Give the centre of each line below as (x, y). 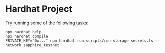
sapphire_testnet (41, 45)
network (13, 45)
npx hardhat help (23, 32)
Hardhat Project (39, 9)
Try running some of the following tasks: (47, 23)
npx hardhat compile (27, 36)
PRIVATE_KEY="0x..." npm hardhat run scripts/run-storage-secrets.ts (79, 41)
